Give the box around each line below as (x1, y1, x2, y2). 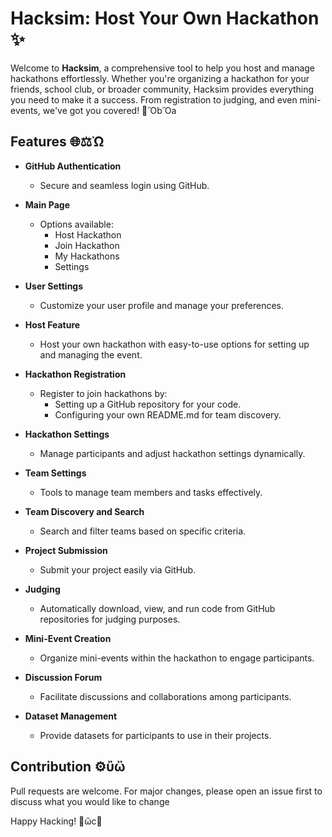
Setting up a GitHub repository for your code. (54, 398, 242, 410)
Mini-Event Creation (24, 632, 112, 644)
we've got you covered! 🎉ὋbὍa (42, 104, 177, 116)
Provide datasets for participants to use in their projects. (39, 729, 272, 741)
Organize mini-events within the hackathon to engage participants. (39, 652, 315, 664)
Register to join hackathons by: (39, 387, 168, 399)
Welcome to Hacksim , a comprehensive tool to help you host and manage (10, 62, 316, 74)
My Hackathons (54, 250, 120, 262)
